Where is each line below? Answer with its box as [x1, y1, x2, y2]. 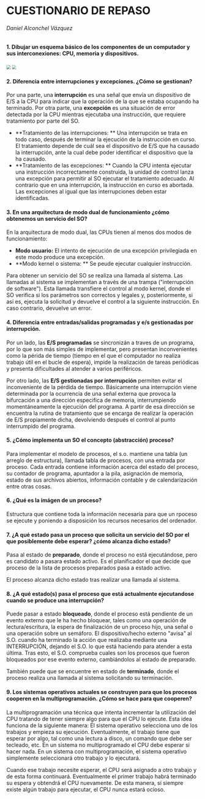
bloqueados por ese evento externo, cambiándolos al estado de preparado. [6, 656, 197, 663]
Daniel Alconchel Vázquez [6, 24, 73, 31]
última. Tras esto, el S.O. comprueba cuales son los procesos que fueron [6, 649, 190, 657]
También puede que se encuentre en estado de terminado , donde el [6, 668, 179, 675]
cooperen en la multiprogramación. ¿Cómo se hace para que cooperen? [6, 695, 193, 703]
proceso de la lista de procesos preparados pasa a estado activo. [6, 564, 171, 571]
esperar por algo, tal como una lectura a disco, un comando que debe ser [6, 735, 192, 742]
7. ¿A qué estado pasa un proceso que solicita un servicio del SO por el [6, 531, 190, 538]
